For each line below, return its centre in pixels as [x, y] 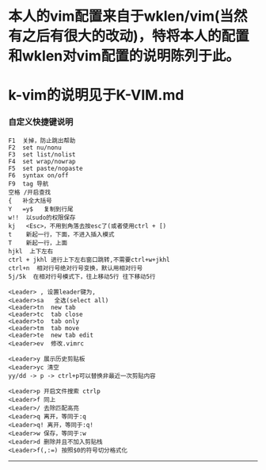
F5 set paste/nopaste [46, 168]
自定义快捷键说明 [41, 122]
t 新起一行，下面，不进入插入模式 [61, 234]
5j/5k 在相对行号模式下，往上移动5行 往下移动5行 [82, 276]
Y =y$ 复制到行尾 [41, 209]
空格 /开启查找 [30, 192]
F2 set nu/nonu [35, 148]
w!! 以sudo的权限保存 [42, 218]
